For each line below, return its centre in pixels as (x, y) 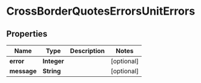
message (23, 71)
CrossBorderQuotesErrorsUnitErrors (101, 11)
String (52, 71)
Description (87, 51)
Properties (27, 34)
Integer (53, 61)
